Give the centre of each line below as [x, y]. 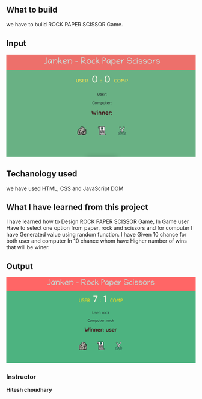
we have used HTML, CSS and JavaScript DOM [65, 188]
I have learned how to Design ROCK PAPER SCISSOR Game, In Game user [98, 221]
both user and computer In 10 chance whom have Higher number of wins [97, 241]
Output [20, 266]
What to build [32, 10]
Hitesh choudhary [29, 390]
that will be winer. [28, 247]
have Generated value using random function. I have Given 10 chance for [96, 235]
